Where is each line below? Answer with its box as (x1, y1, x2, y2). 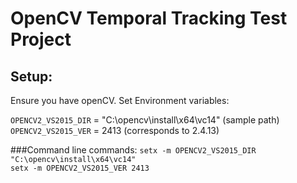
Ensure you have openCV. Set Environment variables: (10, 95, 230, 106)
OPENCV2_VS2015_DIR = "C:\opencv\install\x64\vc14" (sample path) (10, 114, 280, 126)
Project (10, 28, 72, 51)
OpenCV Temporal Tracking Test (10, 7, 288, 30)
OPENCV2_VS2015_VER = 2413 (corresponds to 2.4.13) (10, 125, 220, 136)
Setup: (10, 68, 53, 85)
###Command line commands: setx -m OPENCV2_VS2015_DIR (10, 144, 257, 156)
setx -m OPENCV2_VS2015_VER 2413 (10, 163, 150, 173)
